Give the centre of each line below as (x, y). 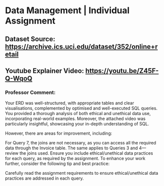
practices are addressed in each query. (44, 178)
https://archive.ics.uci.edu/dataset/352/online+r (82, 46)
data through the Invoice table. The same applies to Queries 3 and (72, 148)
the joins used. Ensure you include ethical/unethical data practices (86, 153)
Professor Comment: (31, 92)
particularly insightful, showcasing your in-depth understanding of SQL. (77, 124)
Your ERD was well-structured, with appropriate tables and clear (70, 103)
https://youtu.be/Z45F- (122, 71)
